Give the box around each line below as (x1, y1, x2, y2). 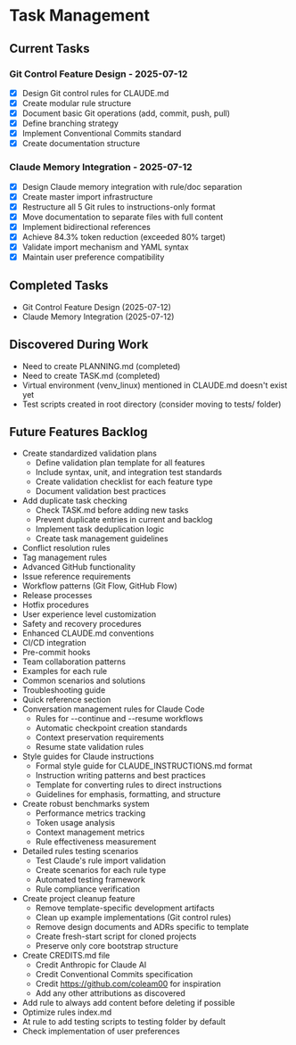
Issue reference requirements (21, 572, 131, 582)
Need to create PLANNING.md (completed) (21, 360, 181, 371)
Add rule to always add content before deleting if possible (21, 998, 235, 1008)
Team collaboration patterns (21, 656, 127, 667)
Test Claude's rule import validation (35, 855, 167, 866)
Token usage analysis (35, 818, 116, 828)
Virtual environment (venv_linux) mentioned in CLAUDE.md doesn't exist (21, 380, 288, 391)
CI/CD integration (21, 638, 86, 648)
